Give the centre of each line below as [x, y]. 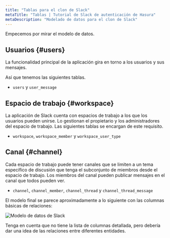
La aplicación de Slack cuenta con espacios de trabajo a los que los [76, 115]
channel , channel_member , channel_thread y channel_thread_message [83, 190]
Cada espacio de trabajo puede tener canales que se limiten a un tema [79, 164]
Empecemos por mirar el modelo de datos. [50, 34]
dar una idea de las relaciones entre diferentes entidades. [66, 231]
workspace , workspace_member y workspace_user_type [67, 136]
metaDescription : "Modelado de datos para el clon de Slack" [72, 19]
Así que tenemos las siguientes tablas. [46, 77]
